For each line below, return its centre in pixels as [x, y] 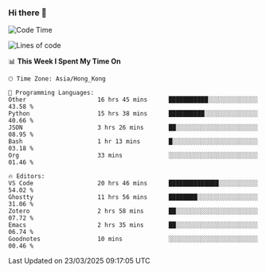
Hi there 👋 [28, 13]
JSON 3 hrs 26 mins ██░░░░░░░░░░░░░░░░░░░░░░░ [133, 128]
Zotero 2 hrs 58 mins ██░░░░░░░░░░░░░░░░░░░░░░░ [133, 211]
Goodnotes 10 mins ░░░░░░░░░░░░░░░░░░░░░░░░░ [133, 239]
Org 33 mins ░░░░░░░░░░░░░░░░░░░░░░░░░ [133, 156]
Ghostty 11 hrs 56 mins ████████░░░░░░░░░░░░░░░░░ [133, 197]
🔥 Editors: [27, 177]
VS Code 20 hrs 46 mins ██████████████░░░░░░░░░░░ [133, 183]
